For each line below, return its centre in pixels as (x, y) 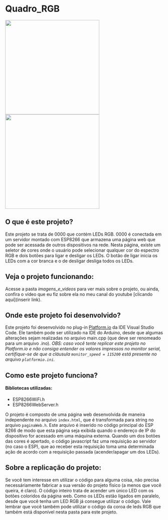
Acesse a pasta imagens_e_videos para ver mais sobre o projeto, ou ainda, (82, 289)
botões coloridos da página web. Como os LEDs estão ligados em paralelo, (83, 496)
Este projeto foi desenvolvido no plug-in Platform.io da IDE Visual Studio (80, 327)
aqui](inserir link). (23, 300)
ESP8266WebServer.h (35, 404)
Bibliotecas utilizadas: (29, 388)
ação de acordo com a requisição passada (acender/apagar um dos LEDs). (83, 452)
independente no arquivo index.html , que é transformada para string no (79, 420)
